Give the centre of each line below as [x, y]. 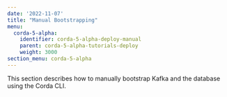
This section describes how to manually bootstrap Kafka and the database [114, 78]
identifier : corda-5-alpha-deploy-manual [80, 39]
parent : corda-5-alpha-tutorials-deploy [79, 46]
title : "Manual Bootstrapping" [53, 20]
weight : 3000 [39, 53]
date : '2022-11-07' [36, 14]
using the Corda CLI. [37, 86]
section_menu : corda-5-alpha [49, 59]
